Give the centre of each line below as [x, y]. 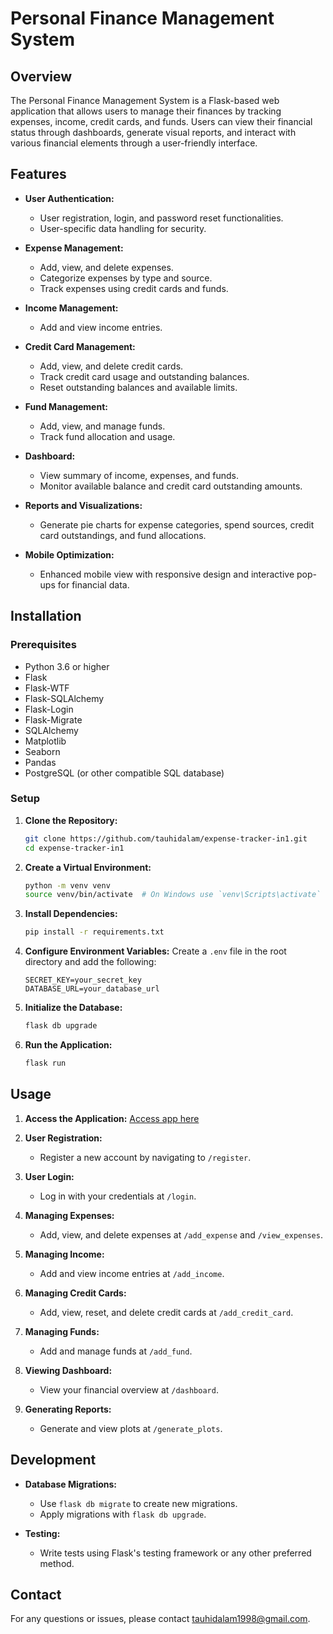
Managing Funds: [62, 1331]
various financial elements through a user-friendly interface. [134, 143]
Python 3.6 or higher [67, 666]
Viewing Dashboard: [68, 1370]
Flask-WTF [47, 688]
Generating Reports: [68, 1409]
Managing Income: [64, 1254]
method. [57, 1563]
